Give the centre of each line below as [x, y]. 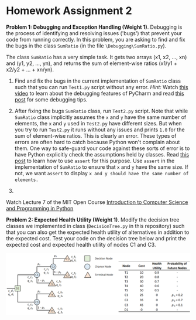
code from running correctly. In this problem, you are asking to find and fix [96, 39]
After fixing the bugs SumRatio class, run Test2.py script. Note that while [101, 111]
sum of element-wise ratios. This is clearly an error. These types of [95, 135]
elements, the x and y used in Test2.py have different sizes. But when [98, 123]
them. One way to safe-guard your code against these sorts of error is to [102, 148]
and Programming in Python [40, 208]
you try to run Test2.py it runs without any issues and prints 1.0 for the [100, 130]
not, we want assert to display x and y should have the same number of [102, 173]
